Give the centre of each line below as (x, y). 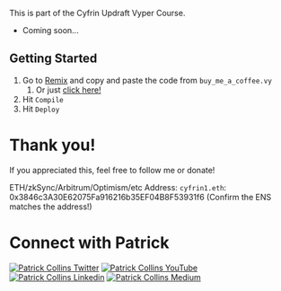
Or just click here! (68, 90)
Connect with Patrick (89, 242)
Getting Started (53, 59)
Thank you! (53, 145)
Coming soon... (50, 30)
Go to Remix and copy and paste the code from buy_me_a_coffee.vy (147, 80)
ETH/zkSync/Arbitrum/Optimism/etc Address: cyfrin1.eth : (118, 187)
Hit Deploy (41, 109)
